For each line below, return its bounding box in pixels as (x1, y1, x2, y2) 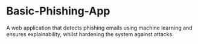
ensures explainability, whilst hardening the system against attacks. (6, 30, 174, 37)
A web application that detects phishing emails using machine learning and (6, 24, 193, 31)
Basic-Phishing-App (6, 4, 110, 18)
